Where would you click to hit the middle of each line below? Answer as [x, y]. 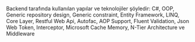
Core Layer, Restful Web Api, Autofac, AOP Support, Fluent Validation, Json [97, 21]
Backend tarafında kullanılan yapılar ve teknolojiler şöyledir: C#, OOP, [90, 9]
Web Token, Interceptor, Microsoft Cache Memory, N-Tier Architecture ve [95, 27]
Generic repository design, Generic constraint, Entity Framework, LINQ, [93, 15]
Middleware [20, 34]
